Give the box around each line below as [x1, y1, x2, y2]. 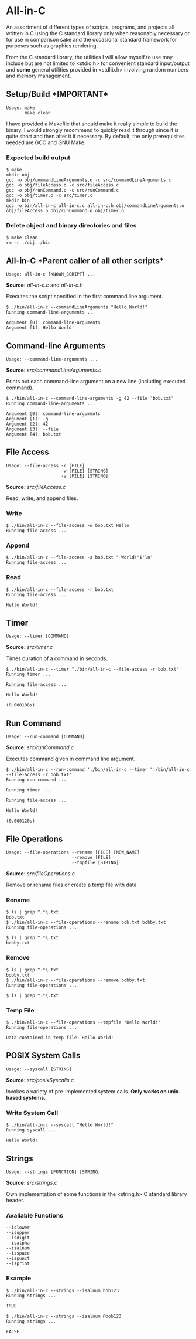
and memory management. [6, 72, 71, 79]
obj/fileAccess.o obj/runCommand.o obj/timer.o [6, 208, 125, 214]
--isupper [6, 1230, 30, 1236]
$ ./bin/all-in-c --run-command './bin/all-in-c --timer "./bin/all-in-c [6, 767, 190, 773]
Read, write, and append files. [6, 494, 78, 502]
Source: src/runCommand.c [6, 744, 74, 751]
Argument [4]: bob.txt [6, 431, 61, 437]
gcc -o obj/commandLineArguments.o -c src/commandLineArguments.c [6, 177, 171, 183]
